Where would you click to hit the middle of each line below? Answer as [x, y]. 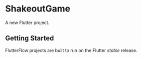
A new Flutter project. [27, 22]
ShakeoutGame [38, 9]
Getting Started [30, 38]
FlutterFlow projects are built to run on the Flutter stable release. [71, 50]
